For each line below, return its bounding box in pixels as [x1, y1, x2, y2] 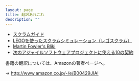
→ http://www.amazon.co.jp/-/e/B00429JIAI [5, 70, 99, 76]
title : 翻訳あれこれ [5, 12, 44, 17]
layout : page [5, 7, 33, 13]
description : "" [5, 17, 40, 22]
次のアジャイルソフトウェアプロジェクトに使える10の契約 [12, 49, 134, 56]
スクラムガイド [12, 31, 44, 37]
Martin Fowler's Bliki [12, 44, 56, 50]
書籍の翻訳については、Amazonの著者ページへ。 [5, 60, 107, 66]
